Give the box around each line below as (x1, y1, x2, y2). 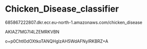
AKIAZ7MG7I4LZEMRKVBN (5, 29, 60, 34)
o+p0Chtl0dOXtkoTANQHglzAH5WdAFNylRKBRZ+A (5, 38, 109, 44)
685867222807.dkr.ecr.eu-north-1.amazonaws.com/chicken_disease (5, 19, 143, 25)
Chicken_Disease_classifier (5, 3, 119, 15)
